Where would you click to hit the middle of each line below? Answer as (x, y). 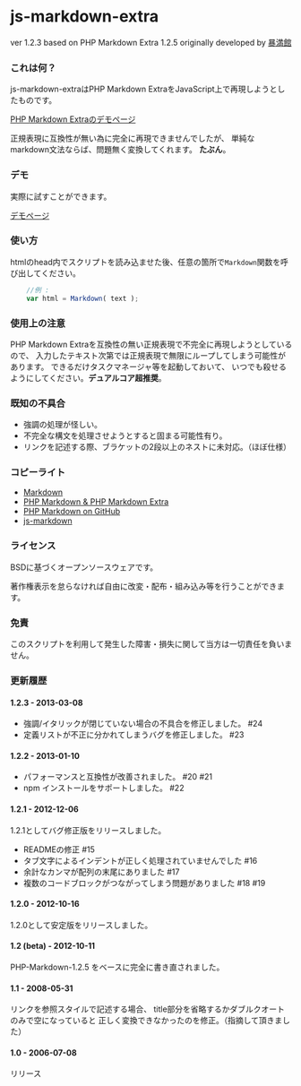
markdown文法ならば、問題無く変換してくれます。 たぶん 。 (120, 150)
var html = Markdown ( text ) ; (83, 298)
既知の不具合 (38, 403)
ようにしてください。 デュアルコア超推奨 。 (88, 377)
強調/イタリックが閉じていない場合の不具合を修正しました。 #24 (143, 724)
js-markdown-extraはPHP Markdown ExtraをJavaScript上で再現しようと (144, 89)
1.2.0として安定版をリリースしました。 (82, 925)
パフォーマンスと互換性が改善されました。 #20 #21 (118, 777)
